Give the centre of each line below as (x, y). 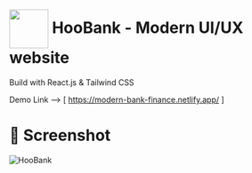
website (39, 58)
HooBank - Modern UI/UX (148, 28)
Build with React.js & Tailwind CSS (72, 82)
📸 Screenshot (60, 135)
